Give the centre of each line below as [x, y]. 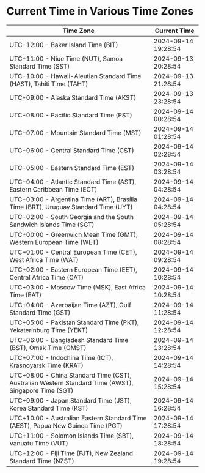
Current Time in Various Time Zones [100, 11]
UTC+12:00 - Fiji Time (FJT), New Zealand [71, 453]
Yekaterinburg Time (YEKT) [49, 330]
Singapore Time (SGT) [41, 390]
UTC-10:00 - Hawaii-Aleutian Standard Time [75, 76]
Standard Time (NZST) [42, 461]
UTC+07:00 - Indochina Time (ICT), [61, 357]
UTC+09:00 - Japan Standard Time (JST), [71, 400]
